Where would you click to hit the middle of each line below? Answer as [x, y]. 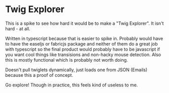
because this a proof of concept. [39, 75]
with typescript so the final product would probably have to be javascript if [83, 49]
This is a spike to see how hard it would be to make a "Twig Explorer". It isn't [84, 23]
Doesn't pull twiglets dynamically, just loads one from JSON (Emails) [76, 70]
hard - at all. [18, 28]
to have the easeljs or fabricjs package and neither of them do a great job [81, 43]
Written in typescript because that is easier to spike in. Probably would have [84, 38]
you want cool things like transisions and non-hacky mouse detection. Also [83, 55]
